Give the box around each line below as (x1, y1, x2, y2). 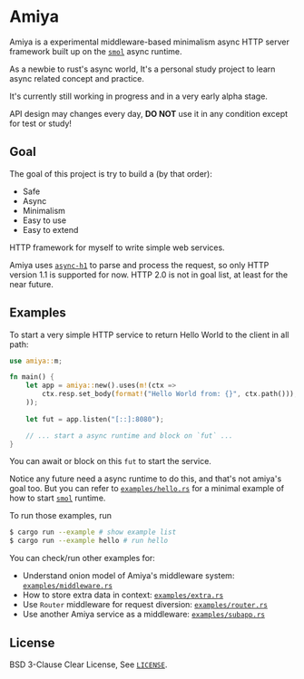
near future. (9, 278, 54, 289)
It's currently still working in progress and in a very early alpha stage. (9, 91, 268, 102)
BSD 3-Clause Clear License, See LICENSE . (9, 659, 168, 670)
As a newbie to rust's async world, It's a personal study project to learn (9, 63, 276, 74)
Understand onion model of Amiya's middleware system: (22, 570, 235, 581)
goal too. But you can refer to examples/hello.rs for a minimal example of (9, 483, 284, 494)
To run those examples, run (9, 510, 112, 521)
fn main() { (9, 373, 54, 382)
